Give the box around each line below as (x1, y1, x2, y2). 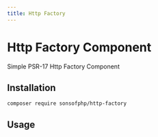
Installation (7, 82, 56, 93)
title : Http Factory (7, 10, 66, 17)
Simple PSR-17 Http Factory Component (7, 62, 120, 71)
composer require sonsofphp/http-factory (7, 100, 127, 107)
